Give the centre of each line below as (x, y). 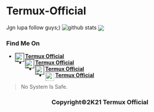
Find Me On (23, 43)
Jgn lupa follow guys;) (33, 27)
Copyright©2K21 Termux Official (100, 102)
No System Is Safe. (44, 87)
